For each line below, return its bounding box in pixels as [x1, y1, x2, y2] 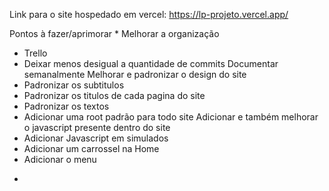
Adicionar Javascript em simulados [23, 132, 169, 144]
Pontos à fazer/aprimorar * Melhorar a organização [9, 28, 220, 39]
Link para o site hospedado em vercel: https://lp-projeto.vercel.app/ [9, 9, 289, 20]
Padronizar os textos [23, 100, 110, 112]
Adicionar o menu [23, 154, 97, 165]
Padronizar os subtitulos [23, 79, 125, 91]
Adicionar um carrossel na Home [23, 143, 160, 154]
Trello [23, 47, 48, 59]
